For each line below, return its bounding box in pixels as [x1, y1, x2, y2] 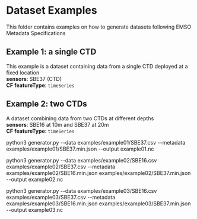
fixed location [6, 69, 40, 76]
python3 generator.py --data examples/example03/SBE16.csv [6, 187, 157, 194]
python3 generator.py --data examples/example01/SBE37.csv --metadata [6, 139, 186, 146]
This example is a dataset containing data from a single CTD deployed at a [6, 62, 188, 70]
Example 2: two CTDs [6, 99, 87, 109]
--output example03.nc [6, 206, 63, 213]
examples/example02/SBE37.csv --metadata [6, 163, 116, 170]
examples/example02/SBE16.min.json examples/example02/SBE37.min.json [6, 169, 191, 176]
